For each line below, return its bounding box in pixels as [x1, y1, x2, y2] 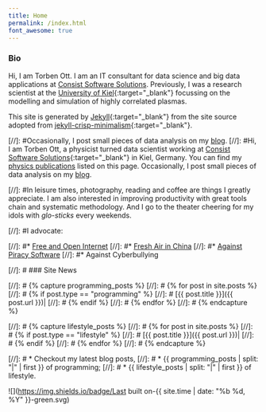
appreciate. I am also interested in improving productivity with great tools [8, 193, 248, 203]
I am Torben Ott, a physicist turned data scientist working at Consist [8, 144, 231, 154]
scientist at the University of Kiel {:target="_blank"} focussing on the [8, 88, 230, 97]
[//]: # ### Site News [8, 265, 77, 275]
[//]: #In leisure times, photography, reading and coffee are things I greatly [8, 185, 251, 194]
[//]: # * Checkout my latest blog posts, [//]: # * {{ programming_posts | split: [8, 354, 259, 363]
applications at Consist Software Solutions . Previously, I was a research [8, 79, 242, 88]
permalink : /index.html [8, 19, 87, 27]
